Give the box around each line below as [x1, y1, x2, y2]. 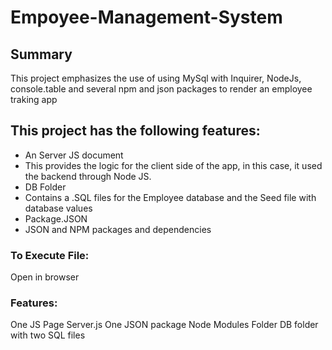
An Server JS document [24, 149, 124, 161]
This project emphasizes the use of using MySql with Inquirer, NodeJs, [10, 72, 302, 84]
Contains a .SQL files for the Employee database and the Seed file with [24, 191, 317, 203]
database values [24, 202, 93, 214]
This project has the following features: [10, 122, 261, 140]
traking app [10, 94, 58, 105]
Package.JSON [24, 212, 88, 225]
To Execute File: [10, 248, 90, 262]
